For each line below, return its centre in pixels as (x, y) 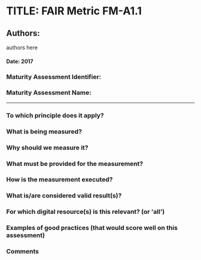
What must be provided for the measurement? (75, 164)
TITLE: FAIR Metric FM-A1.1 (74, 11)
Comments (22, 252)
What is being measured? (44, 131)
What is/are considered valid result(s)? (64, 196)
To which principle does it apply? (55, 115)
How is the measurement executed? (60, 180)
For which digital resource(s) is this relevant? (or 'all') (86, 212)
